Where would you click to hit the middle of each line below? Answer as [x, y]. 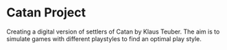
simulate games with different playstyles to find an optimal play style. [104, 38]
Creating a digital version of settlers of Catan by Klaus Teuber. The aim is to [113, 32]
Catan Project [46, 13]
